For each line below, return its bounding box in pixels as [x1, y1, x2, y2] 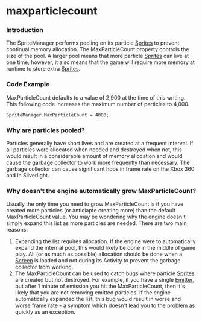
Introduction [6, 26, 43, 34]
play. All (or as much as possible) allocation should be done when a [14, 250, 183, 258]
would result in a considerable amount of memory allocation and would [6, 153, 183, 160]
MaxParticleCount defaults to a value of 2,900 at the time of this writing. [6, 94, 186, 101]
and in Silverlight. [6, 172, 49, 179]
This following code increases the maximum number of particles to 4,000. [6, 100, 190, 107]
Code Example [6, 80, 50, 89]
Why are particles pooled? [6, 126, 86, 134]
